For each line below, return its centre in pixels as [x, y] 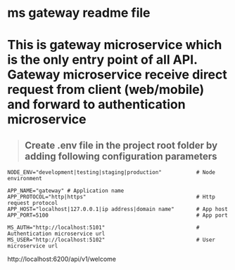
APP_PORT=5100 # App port [118, 215]
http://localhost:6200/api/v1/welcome [62, 259]
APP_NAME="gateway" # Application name [66, 191]
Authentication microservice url [56, 234]
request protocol [33, 203]
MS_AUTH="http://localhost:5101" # [103, 228]
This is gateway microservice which [115, 45]
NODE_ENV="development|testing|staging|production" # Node [112, 173]
